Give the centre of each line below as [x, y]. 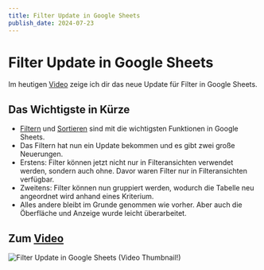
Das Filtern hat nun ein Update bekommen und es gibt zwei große [128, 146]
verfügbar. [37, 179]
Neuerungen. [41, 154]
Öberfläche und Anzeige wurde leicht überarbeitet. [103, 213]
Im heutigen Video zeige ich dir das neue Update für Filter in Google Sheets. [133, 84]
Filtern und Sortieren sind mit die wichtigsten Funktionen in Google [129, 129]
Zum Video [36, 239]
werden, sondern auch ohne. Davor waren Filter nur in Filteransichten [134, 171]
